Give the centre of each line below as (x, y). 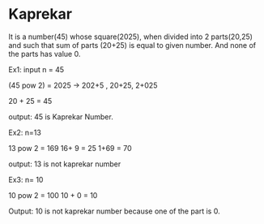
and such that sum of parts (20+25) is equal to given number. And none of (132, 45)
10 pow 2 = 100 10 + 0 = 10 (53, 195)
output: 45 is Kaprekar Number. (61, 116)
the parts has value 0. (45, 54)
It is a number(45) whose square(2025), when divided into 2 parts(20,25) (131, 37)
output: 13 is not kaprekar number (65, 164)
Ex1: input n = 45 (36, 69)
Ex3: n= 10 (26, 179)
